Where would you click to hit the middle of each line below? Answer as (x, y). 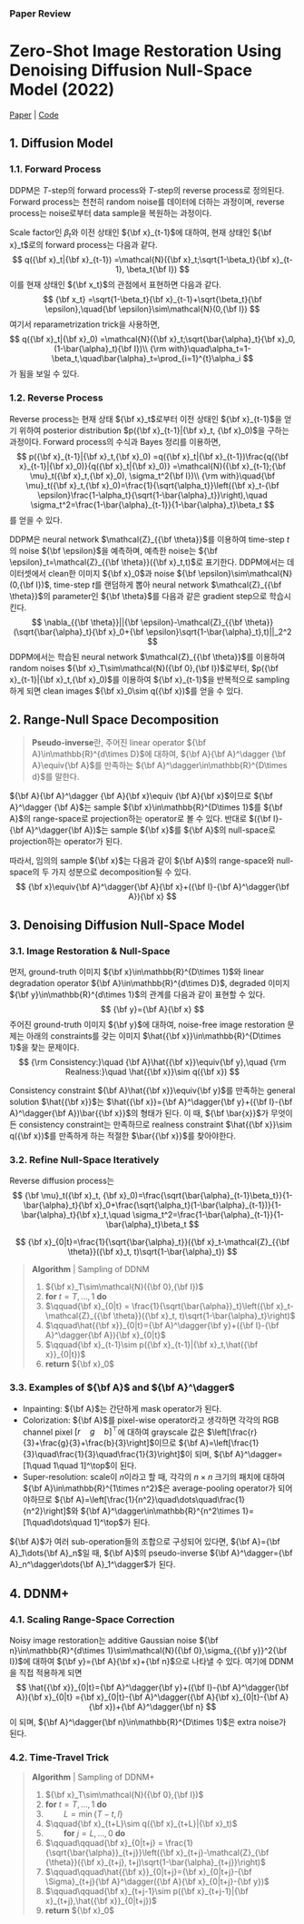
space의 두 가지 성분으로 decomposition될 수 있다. (101, 872)
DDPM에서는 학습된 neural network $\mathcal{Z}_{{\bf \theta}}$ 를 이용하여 (147, 656)
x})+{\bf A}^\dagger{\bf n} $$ (161, 1707)
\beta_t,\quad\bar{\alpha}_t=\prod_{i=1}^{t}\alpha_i (146, 359)
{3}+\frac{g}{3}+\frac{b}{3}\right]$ (88, 1443)
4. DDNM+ (39, 1593)
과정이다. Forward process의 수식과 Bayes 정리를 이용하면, (115, 441)
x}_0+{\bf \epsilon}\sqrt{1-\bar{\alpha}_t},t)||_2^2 (200, 631)
